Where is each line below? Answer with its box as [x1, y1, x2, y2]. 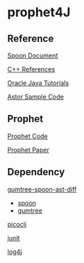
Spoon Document [7, 51, 59, 60]
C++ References [7, 65, 55, 73]
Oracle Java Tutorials [7, 79, 69, 87]
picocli [7, 220, 27, 228]
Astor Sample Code [7, 93, 64, 101]
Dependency [7, 166, 65, 178]
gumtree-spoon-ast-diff [7, 185, 77, 194]
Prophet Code [7, 132, 48, 140]
